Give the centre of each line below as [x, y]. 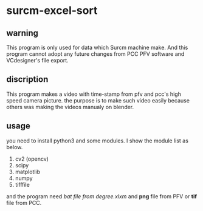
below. [15, 147]
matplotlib [28, 172]
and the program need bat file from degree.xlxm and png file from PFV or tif [102, 196]
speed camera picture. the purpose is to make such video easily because [98, 100]
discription [27, 79]
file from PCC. [24, 203]
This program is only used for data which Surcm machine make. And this [97, 47]
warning [22, 33]
